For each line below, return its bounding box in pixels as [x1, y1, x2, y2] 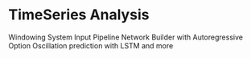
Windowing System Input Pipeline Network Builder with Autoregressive [8, 32, 244, 42]
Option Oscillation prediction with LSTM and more [8, 40, 174, 50]
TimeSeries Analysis [8, 6, 150, 24]
